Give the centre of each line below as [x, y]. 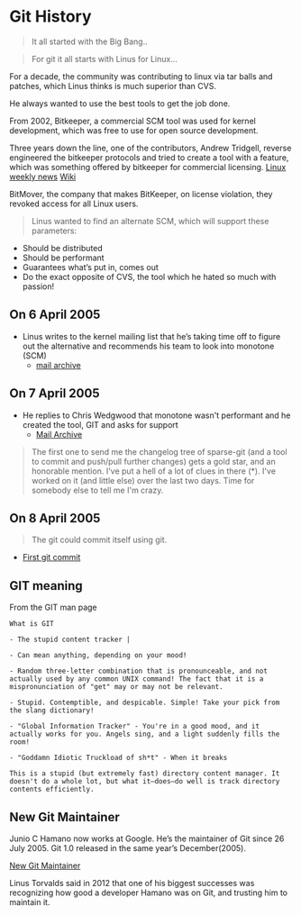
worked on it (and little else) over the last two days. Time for [143, 480]
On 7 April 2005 [55, 394]
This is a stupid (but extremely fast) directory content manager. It [145, 774]
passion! [38, 286]
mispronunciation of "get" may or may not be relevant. [116, 687]
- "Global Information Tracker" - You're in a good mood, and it [134, 727]
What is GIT [32, 624]
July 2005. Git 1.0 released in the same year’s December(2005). [128, 848]
